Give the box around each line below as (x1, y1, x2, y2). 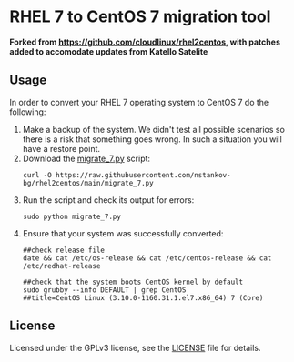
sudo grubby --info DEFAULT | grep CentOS (22, 285, 187, 295)
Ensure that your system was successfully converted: (22, 227, 224, 238)
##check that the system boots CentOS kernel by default (22, 277, 244, 287)
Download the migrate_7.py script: (22, 153, 151, 164)
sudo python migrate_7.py (22, 212, 121, 221)
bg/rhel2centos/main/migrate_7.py (22, 178, 154, 187)
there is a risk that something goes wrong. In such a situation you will (22, 134, 282, 145)
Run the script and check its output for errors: (22, 194, 195, 206)
